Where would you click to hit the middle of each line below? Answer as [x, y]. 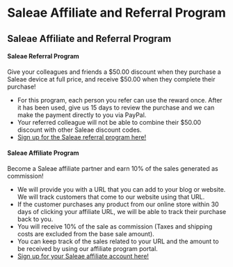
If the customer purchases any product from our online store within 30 [118, 204]
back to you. [35, 219]
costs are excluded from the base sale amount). [86, 234]
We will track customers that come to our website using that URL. [111, 197]
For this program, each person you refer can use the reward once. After [120, 100]
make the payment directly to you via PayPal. [82, 115]
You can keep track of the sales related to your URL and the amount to [118, 241]
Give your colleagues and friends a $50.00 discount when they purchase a [114, 72]
